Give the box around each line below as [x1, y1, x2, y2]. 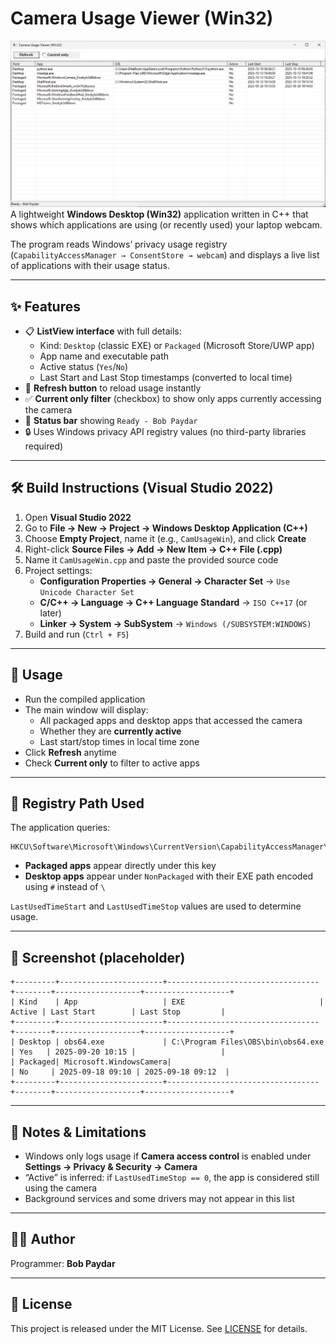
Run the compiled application [24, 693, 146, 705]
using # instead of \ [24, 881, 106, 893]
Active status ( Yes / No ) [39, 361, 129, 373]
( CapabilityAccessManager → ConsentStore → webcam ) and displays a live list [10, 249, 320, 261]
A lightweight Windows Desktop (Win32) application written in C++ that [10, 208, 309, 221]
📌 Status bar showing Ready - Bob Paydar [24, 415, 198, 427]
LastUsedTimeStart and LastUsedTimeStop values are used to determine [10, 900, 302, 912]
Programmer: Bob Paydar [10, 1257, 116, 1269]
